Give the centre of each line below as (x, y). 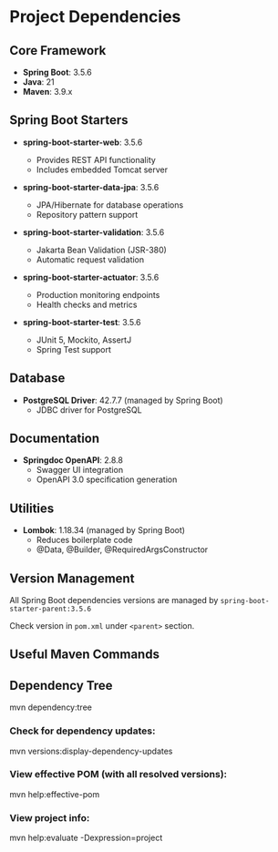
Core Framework (58, 51)
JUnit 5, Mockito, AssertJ (84, 340)
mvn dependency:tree (51, 707)
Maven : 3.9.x (47, 92)
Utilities (32, 508)
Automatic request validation (90, 259)
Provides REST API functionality (96, 159)
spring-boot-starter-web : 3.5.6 (82, 142)
